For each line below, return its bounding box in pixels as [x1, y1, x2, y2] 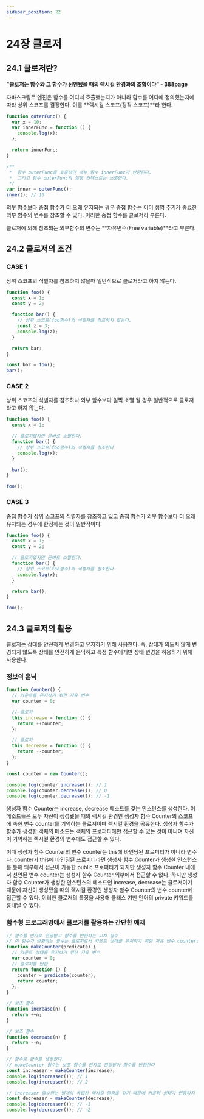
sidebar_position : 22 [6, 9, 61, 15]
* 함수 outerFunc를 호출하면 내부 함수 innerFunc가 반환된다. [8, 169, 152, 176]
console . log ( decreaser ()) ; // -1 [6, 1101, 91, 1107]
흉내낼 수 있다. [6, 901, 41, 909]
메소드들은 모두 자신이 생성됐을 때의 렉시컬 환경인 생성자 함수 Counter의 [6, 812, 177, 820]
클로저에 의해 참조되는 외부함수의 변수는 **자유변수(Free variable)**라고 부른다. [6, 224, 196, 232]
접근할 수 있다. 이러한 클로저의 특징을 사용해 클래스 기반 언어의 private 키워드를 [6, 894, 194, 901]
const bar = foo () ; [6, 362, 56, 368]
